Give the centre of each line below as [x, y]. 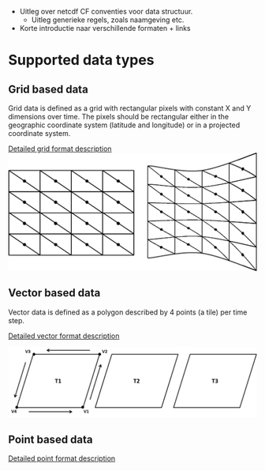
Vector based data [54, 293]
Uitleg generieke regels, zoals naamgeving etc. [108, 20]
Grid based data [48, 89]
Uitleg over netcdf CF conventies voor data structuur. [106, 11]
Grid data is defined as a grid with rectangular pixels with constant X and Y [130, 108]
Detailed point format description [62, 458]
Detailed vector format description [64, 336]
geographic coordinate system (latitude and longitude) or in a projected [124, 125]
